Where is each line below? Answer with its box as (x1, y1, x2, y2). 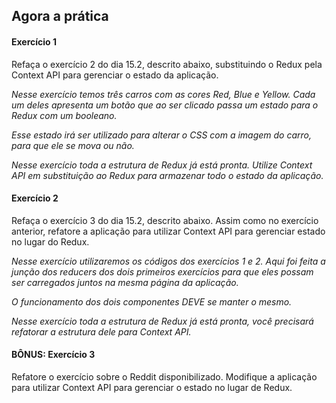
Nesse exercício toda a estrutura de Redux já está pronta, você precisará (11, 315, 314, 327)
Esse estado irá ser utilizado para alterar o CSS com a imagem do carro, (11, 129, 313, 141)
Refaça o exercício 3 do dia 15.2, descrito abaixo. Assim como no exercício (11, 214, 319, 226)
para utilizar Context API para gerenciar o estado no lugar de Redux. (11, 382, 293, 393)
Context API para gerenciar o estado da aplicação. (11, 69, 219, 81)
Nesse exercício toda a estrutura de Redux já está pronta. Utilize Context (11, 159, 313, 171)
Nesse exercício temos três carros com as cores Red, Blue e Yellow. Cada (11, 88, 316, 100)
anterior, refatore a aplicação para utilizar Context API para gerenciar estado (11, 225, 326, 237)
